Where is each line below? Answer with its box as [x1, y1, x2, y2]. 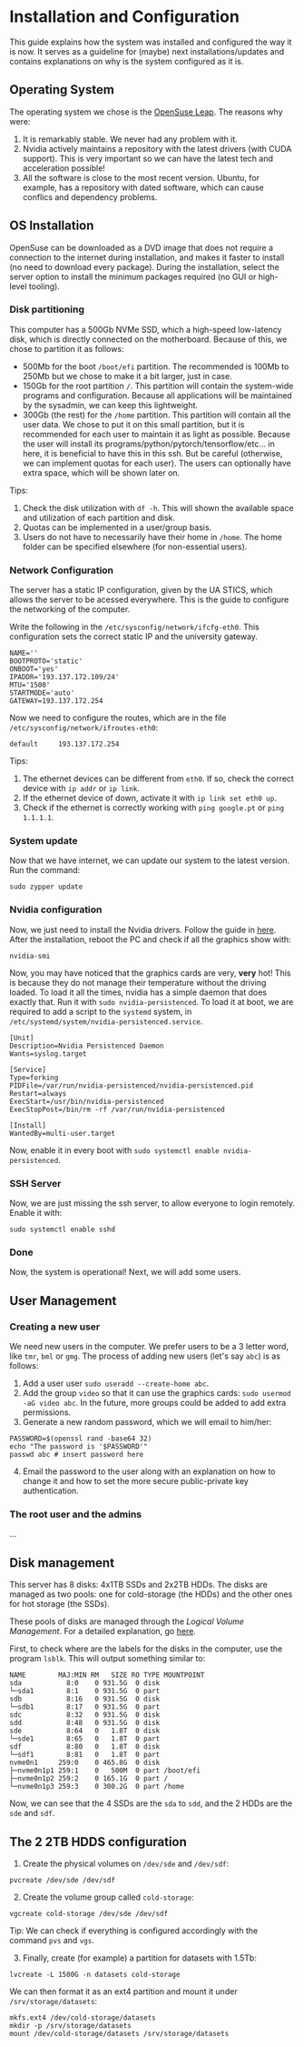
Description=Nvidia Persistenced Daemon [9, 1041, 165, 1050]
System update [9, 835, 78, 848]
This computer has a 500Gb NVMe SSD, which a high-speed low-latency [9, 324, 282, 335]
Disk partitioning [9, 303, 84, 316]
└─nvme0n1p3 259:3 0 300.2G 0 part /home [9, 1782, 184, 1791]
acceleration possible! [22, 162, 106, 174]
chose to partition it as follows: [9, 343, 124, 354]
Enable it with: [9, 1208, 63, 1219]
